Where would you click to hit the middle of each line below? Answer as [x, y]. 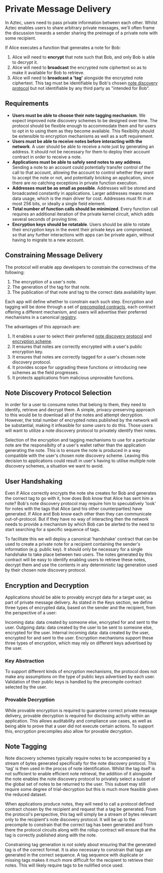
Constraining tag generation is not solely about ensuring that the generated [81, 845]
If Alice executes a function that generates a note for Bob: [63, 47]
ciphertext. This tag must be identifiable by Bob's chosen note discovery [85, 83]
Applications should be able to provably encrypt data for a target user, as [78, 597]
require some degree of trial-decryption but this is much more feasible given [82, 789]
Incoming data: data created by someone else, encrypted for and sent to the [81, 622]
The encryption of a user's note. [44, 281]
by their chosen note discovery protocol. [46, 570]
